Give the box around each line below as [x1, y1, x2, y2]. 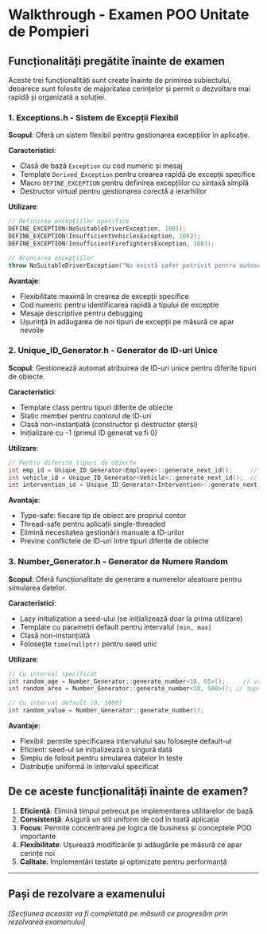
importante [19, 831, 56, 841]
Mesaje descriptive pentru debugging [19, 308, 143, 318]
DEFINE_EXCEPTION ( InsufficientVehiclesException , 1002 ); [8, 233, 201, 241]
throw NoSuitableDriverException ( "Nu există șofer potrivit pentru [8, 261, 237, 269]
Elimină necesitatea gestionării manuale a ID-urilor [19, 528, 185, 537]
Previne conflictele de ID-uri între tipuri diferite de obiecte [19, 536, 209, 546]
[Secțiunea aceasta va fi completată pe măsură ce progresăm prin [8, 908, 228, 918]
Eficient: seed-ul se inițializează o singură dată [19, 745, 173, 755]
